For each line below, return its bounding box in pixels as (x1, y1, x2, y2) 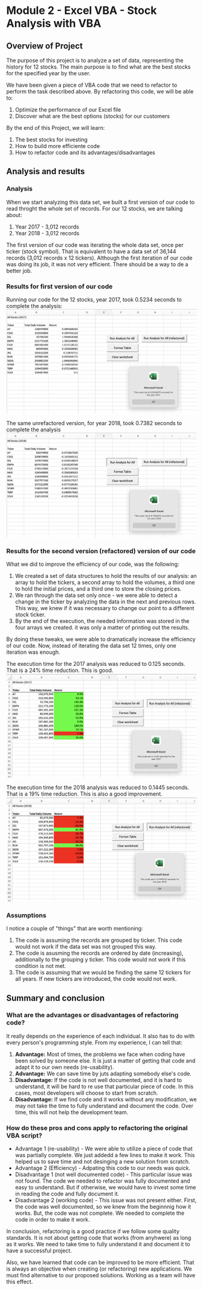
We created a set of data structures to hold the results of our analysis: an (14, 573, 197, 580)
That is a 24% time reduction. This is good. (6, 667, 114, 674)
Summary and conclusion (6, 993, 105, 1003)
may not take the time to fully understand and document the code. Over (14, 1102, 193, 1109)
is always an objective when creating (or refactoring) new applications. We (6, 1265, 192, 1272)
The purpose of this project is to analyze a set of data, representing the (6, 57, 184, 64)
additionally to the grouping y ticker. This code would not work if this (14, 956, 186, 963)
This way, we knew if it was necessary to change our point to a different (14, 605, 195, 612)
